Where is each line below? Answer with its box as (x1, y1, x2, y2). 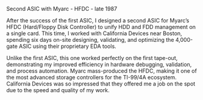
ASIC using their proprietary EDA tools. (18, 42, 117, 50)
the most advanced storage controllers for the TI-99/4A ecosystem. (6, 74, 177, 81)
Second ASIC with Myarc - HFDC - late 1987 (6, 5, 118, 12)
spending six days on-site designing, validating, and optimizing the (6, 36, 174, 43)
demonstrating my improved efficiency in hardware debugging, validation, (6, 61, 192, 68)
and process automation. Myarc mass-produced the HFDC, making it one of (6, 67, 197, 75)
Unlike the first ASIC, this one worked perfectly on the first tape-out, (6, 55, 178, 61)
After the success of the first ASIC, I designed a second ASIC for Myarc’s (6, 17, 190, 24)
